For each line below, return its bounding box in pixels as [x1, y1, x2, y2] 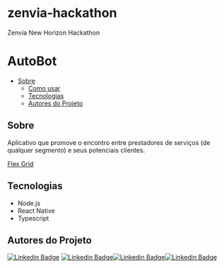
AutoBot [7, 53, 57, 69]
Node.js [17, 199, 41, 207]
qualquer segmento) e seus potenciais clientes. [7, 146, 146, 154]
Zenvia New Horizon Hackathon [7, 28, 100, 37]
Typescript [17, 214, 49, 222]
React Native [17, 206, 55, 215]
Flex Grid [7, 159, 34, 168]
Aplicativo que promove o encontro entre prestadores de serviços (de [7, 138, 211, 146]
